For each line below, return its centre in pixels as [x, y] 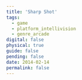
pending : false [25, 57]
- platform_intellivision [44, 29]
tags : [13, 17]
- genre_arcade [31, 34]
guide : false [22, 51]
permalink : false [28, 68]
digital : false [25, 40]
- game [20, 23]
